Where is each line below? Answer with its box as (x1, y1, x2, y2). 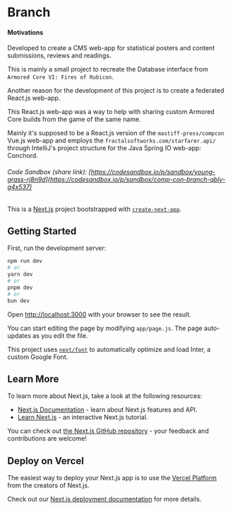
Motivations (7, 28, 44, 36)
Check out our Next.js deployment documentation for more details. (7, 495, 202, 504)
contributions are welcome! (7, 434, 87, 443)
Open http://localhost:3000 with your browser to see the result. (7, 310, 192, 319)
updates (7, 331, 32, 340)
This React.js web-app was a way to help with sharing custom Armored (7, 108, 215, 116)
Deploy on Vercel (7, 455, 85, 467)
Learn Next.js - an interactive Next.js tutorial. (17, 413, 148, 421)
